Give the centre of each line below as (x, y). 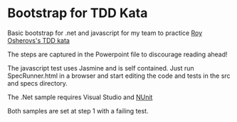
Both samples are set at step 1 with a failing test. (78, 111)
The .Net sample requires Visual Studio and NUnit (80, 97)
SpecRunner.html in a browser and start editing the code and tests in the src (119, 76)
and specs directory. (37, 83)
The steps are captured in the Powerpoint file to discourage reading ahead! (117, 54)
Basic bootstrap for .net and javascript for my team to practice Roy (105, 33)
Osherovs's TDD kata (38, 40)
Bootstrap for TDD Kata (78, 13)
